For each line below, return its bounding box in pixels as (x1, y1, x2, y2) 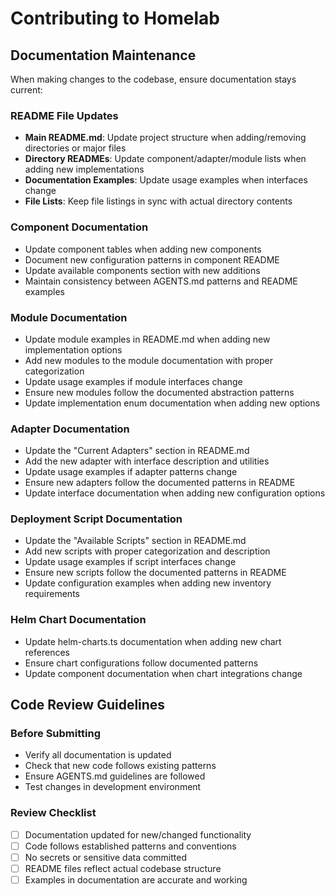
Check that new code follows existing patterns (24, 760, 217, 772)
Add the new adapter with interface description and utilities (24, 455, 270, 467)
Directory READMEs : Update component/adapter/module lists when (24, 153, 307, 165)
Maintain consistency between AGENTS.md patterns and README (24, 275, 298, 287)
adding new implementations (24, 163, 145, 176)
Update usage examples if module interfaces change (24, 375, 243, 387)
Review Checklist (10, 806, 97, 820)
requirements (24, 588, 80, 600)
